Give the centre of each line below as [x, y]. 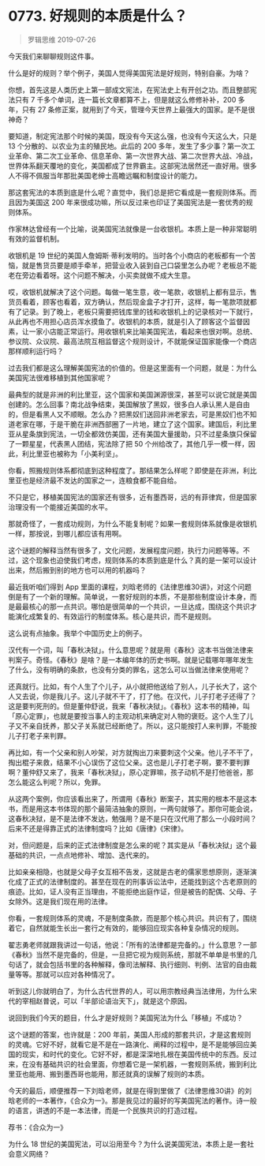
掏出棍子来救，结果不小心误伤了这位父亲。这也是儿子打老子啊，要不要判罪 [129, 762]
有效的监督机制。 [36, 238]
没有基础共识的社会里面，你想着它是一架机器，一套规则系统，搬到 [136, 1064]
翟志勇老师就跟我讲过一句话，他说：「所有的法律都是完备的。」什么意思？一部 [132, 944]
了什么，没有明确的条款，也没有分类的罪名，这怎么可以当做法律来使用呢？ [129, 669]
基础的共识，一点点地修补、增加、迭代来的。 [81, 855]
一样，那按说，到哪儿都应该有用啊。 [67, 533]
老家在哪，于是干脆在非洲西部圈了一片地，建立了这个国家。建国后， [125, 424]
